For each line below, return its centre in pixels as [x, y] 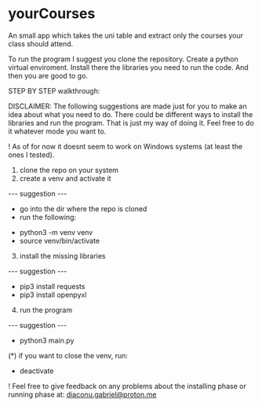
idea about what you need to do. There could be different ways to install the [131, 114]
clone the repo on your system [69, 170]
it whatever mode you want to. [57, 131]
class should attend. [41, 43]
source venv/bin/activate [60, 240]
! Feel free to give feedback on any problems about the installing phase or [127, 386]
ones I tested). [31, 155]
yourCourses [52, 14]
